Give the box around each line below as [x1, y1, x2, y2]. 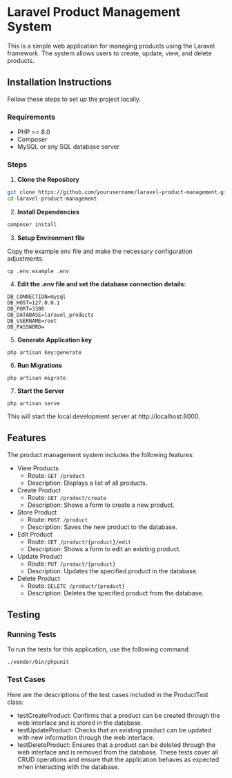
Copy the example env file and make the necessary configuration [7, 247, 193, 255]
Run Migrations [17, 361, 63, 369]
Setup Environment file [17, 233, 85, 242]
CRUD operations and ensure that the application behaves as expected [17, 755, 220, 763]
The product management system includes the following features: [7, 450, 195, 459]
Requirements [7, 112, 56, 122]
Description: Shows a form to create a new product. [27, 501, 175, 509]
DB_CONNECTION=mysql [7, 293, 67, 300]
